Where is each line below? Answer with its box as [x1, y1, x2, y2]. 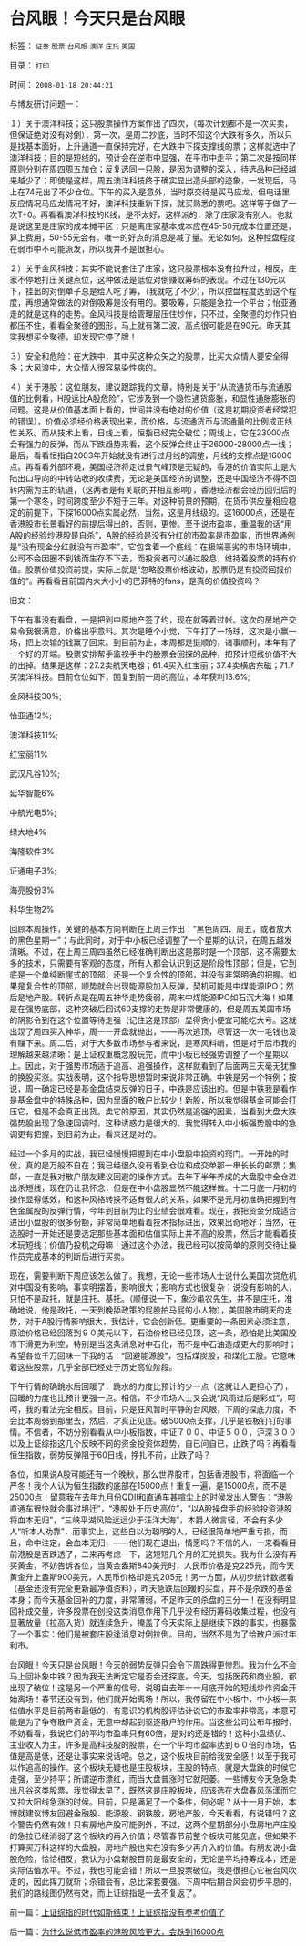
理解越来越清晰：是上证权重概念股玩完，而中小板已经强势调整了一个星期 [9, 1049, 280, 1060]
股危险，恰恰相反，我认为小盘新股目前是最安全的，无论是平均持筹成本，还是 [9, 1853, 297, 1864]
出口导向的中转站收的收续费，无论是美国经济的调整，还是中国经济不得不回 [16, 472, 297, 484]
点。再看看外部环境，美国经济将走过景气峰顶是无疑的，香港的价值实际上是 [9, 461, 289, 472]
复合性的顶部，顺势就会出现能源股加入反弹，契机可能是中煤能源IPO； [25, 980, 287, 991]
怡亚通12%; [9, 709, 53, 721]
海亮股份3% [9, 884, 55, 895]
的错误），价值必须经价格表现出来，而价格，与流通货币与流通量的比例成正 [9, 415, 285, 426]
